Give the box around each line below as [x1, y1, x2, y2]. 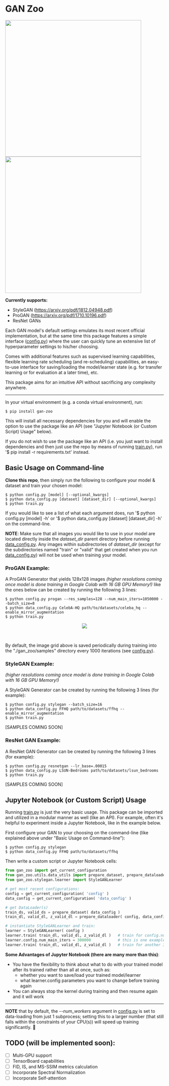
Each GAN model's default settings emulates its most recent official [5, 327, 145, 334]
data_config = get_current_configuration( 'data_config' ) [5, 895, 132, 901]
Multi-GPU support [12, 1052, 52, 1058]
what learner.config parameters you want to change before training [20, 977, 159, 983]
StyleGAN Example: [5, 660, 54, 667]
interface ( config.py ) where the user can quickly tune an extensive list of [5, 338, 156, 344]
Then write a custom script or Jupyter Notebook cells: [5, 858, 117, 864]
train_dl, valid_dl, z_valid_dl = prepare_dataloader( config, [5, 914, 141, 920]
